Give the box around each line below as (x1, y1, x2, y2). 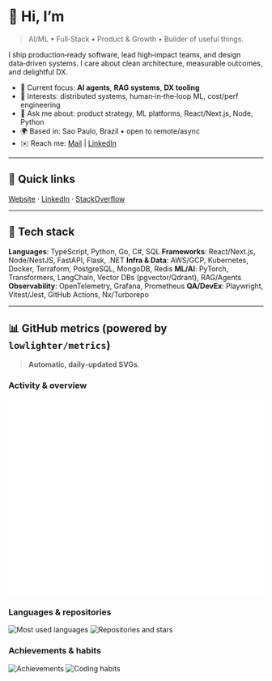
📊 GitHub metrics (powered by (8, 321, 168, 335)
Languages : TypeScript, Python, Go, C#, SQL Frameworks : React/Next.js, (8, 246, 257, 256)
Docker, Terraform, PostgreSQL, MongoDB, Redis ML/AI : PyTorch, (8, 263, 229, 274)
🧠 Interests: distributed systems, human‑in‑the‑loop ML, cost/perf (19, 91, 239, 100)
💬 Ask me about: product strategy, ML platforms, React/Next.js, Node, (19, 109, 253, 118)
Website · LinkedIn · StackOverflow (8, 194, 125, 203)
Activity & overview (8, 380, 87, 391)
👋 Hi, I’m (8, 7, 65, 26)
